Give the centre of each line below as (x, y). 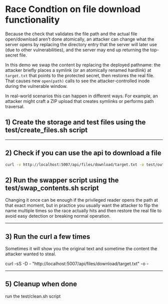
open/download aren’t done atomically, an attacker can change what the (80, 39)
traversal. (15, 106)
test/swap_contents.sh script (52, 188)
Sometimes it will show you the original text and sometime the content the (81, 249)
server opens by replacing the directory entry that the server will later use (81, 44)
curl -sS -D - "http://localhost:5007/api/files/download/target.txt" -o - (77, 264)
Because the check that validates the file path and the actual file (71, 34)
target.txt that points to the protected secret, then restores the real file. (80, 75)
